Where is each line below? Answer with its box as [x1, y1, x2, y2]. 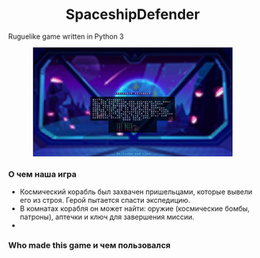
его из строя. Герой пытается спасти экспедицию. [19, 195, 191, 204]
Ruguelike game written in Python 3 [8, 32, 124, 41]
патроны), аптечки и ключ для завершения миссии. [19, 211, 195, 222]
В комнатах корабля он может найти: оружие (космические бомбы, [19, 204, 251, 213]
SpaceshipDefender [66, 6, 200, 24]
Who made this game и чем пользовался [8, 240, 171, 251]
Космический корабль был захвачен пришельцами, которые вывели [19, 187, 253, 196]
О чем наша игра [8, 169, 77, 180]
